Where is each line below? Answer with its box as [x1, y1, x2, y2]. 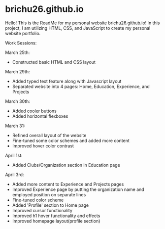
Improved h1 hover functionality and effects [12, 213, 100, 219]
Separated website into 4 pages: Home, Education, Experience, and [12, 83, 150, 90]
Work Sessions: [5, 40, 37, 46]
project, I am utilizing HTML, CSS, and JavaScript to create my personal [5, 25, 151, 31]
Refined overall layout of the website [12, 132, 87, 138]
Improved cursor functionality [12, 207, 73, 213]
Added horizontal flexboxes [12, 113, 68, 119]
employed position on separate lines [12, 191, 86, 197]
